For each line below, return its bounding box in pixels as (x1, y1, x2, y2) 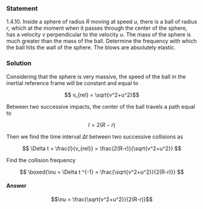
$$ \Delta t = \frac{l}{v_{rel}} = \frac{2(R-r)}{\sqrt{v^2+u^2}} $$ (22, 145, 182, 152)
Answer (6, 182, 27, 190)
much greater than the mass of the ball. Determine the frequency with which (6, 38, 197, 45)
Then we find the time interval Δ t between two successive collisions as (6, 132, 184, 140)
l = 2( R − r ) (88, 121, 116, 128)
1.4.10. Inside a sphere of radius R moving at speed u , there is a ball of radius (6, 18, 198, 26)
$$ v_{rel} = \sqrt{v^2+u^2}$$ (64, 91, 139, 98)
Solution (6, 59, 32, 67)
